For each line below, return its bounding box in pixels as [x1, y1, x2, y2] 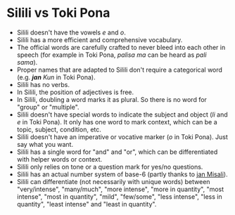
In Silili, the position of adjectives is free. [16, 88, 134, 96]
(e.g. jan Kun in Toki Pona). [16, 72, 96, 82]
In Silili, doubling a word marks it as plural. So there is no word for [16, 95, 207, 103]
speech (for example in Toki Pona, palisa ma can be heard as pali [16, 51, 207, 59]
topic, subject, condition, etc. [16, 125, 101, 133]
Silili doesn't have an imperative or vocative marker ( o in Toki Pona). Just [16, 132, 228, 141]
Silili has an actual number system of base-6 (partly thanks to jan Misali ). [16, 170, 228, 178]
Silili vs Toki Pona [6, 5, 110, 21]
